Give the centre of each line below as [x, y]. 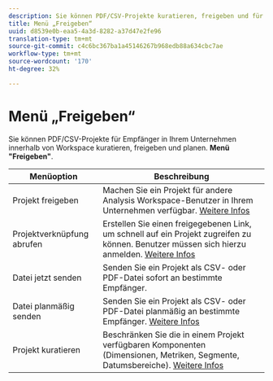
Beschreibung [182, 176]
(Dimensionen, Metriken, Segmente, [171, 355]
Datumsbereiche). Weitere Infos [163, 365]
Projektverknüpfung [51, 234]
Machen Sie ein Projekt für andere [168, 190]
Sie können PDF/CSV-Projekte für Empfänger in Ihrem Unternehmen [123, 138]
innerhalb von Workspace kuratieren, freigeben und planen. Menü [119, 147]
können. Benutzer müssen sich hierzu [174, 243]
